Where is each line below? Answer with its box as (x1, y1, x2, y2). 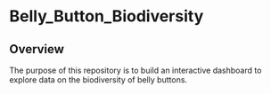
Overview (9, 42, 65, 57)
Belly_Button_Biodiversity (9, 6, 204, 27)
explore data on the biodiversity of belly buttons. (9, 74, 188, 85)
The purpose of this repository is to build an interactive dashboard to (9, 65, 262, 75)
